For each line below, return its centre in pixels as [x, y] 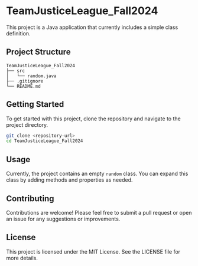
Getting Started [35, 104]
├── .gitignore [25, 81]
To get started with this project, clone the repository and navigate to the [94, 119]
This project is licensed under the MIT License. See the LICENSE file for [93, 251]
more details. [22, 258]
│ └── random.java [32, 76]
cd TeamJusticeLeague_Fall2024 [45, 141]
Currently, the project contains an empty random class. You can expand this [97, 174]
